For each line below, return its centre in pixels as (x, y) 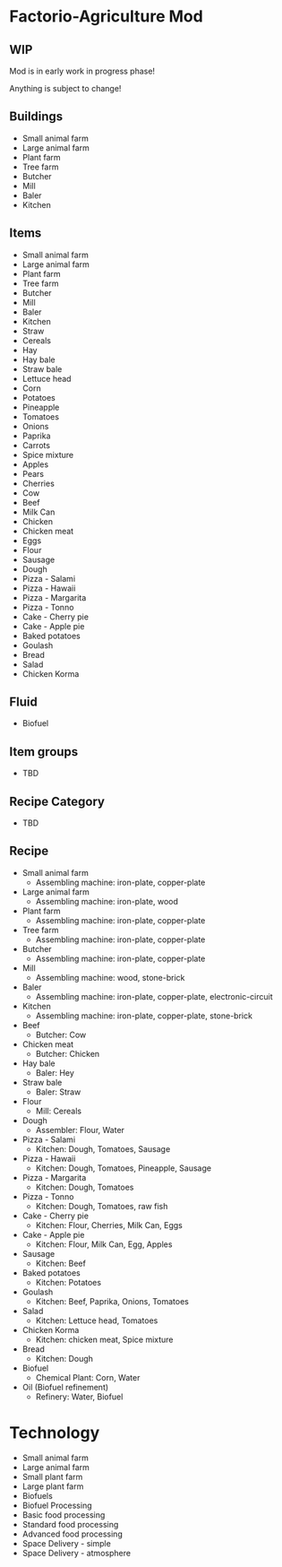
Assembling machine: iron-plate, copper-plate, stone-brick (144, 1016)
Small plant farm (52, 1476)
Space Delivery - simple (67, 1543)
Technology (55, 1433)
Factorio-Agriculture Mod (106, 17)
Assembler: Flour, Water (80, 1130)
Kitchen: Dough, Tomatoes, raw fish (102, 1206)
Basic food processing (64, 1515)
